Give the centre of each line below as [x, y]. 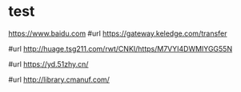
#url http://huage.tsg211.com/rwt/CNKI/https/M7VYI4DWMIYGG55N [120, 48]
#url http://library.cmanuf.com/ [59, 79]
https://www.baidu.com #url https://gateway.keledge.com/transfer [118, 33]
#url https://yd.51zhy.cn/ [48, 64]
